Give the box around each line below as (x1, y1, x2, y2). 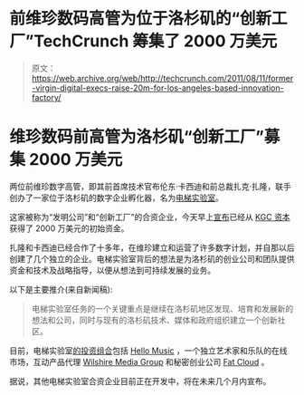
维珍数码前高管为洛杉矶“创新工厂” (9, 127, 265, 148)
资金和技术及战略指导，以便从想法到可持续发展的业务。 (9, 265, 215, 275)
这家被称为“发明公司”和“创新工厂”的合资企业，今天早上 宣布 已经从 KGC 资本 (9, 211, 291, 222)
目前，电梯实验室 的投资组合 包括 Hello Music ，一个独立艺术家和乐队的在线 (9, 345, 288, 356)
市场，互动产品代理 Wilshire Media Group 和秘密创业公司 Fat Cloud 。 (9, 356, 270, 367)
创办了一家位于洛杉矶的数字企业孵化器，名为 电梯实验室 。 (9, 192, 223, 203)
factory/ (31, 92, 62, 102)
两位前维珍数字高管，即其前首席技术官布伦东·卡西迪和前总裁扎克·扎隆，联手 (9, 180, 292, 191)
